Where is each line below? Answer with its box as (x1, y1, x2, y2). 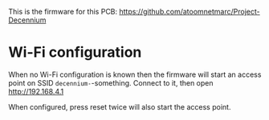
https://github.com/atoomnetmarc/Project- (119, 7, 260, 16)
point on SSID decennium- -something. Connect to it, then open (8, 78, 214, 87)
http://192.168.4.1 (8, 86, 64, 96)
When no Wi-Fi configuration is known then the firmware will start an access (8, 70, 262, 79)
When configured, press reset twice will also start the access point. (8, 102, 231, 111)
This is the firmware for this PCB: (8, 7, 118, 16)
